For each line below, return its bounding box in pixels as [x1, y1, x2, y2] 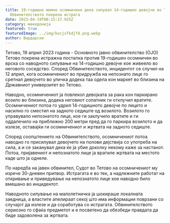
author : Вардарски [5, 36, 44, 41]
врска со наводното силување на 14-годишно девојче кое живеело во [5, 60, 158, 66]
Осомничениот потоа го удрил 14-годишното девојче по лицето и [5, 102, 147, 108]
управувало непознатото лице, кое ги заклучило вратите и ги [5, 113, 139, 119]
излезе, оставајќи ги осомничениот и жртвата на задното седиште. [5, 123, 152, 129]
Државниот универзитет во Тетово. [5, 81, 82, 87]
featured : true [5, 26, 37, 31]
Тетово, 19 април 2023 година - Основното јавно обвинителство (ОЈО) [5, 49, 158, 56]
